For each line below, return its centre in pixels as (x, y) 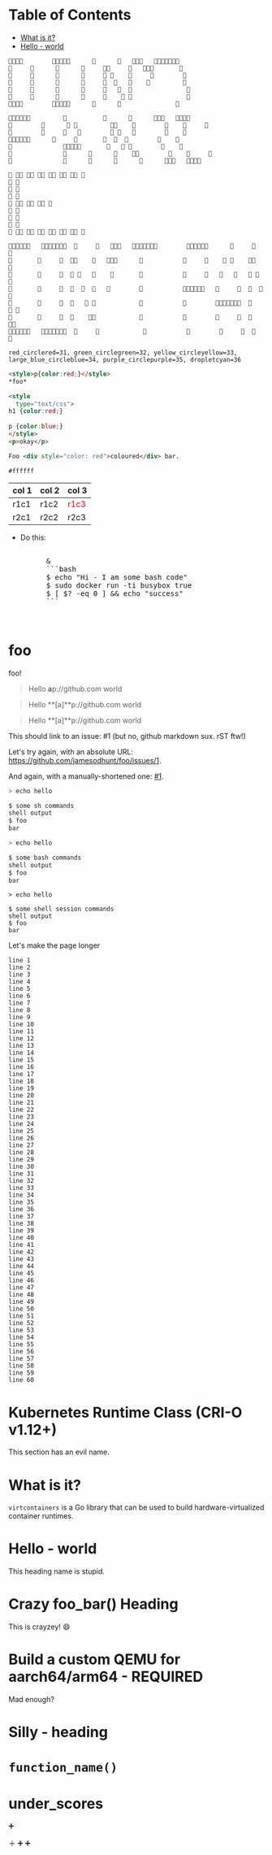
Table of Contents (70, 15)
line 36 (22, 1210)
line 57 (22, 1359)
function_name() (63, 1768)
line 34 (22, 1195)
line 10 (22, 1025)
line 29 (22, 1160)
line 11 (22, 1032)
